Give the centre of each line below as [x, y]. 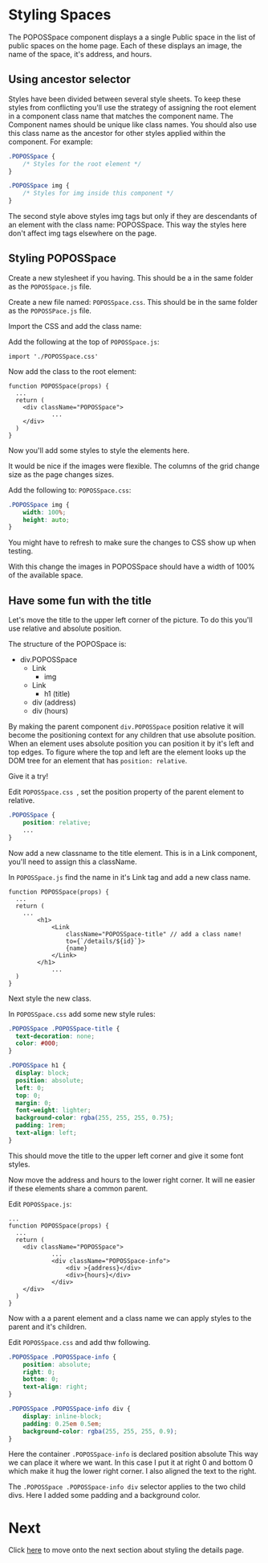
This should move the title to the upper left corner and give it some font [126, 1155]
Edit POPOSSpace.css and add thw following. [79, 1342]
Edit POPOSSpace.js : [40, 1203]
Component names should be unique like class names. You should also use [132, 124]
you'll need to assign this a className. [73, 862]
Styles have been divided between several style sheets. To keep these [125, 99]
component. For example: [51, 142]
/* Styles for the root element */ [82, 164]
